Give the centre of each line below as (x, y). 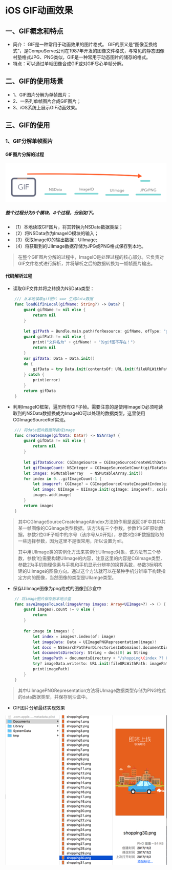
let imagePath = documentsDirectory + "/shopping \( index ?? (98, 658)
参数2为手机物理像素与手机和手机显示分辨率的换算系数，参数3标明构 (90, 565)
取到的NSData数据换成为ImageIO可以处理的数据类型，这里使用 (79, 413)
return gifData (40, 391)
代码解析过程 (19, 276)
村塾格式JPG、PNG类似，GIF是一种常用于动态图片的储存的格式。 (82, 57)
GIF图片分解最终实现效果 (39, 708)
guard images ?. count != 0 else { (59, 610)
